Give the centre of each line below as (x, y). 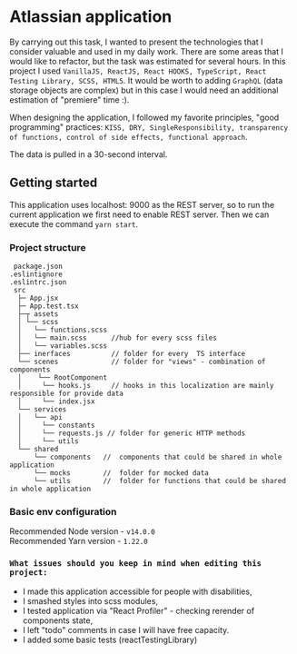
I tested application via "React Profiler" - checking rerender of (139, 610)
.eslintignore (36, 274)
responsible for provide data (67, 394)
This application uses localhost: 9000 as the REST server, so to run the (142, 204)
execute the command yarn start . (74, 223)
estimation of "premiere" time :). (69, 99)
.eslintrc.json (38, 282)
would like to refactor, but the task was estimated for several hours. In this (148, 61)
